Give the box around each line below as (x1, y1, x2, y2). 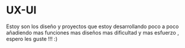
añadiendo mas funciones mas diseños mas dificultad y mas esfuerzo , (6, 29, 179, 36)
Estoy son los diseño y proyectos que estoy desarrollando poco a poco (6, 23, 179, 30)
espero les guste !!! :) (6, 35, 58, 42)
